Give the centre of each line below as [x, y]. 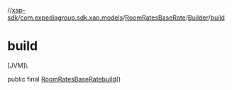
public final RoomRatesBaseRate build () [64, 79]
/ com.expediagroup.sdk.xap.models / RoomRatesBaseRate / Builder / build [121, 18]
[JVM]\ [18, 65]
